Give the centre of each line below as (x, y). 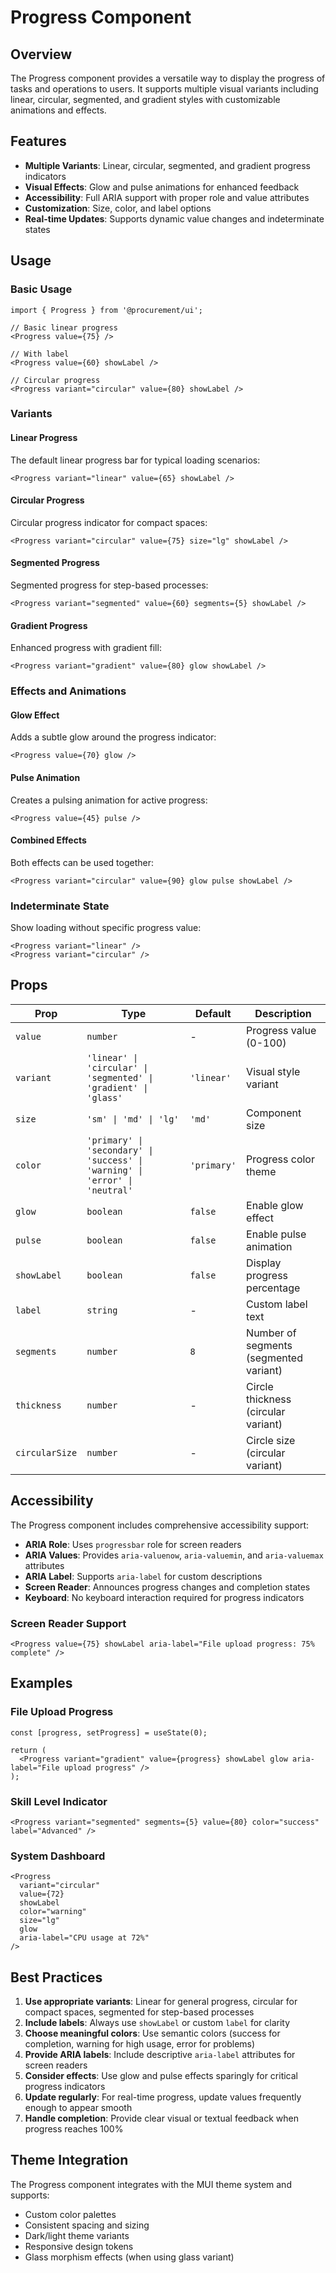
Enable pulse (276, 1234)
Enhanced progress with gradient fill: (86, 648)
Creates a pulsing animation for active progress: (109, 800)
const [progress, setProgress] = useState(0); (109, 1732)
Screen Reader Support (68, 1623)
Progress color (280, 1159)
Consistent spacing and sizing (87, 2225)
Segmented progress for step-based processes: (109, 585)
